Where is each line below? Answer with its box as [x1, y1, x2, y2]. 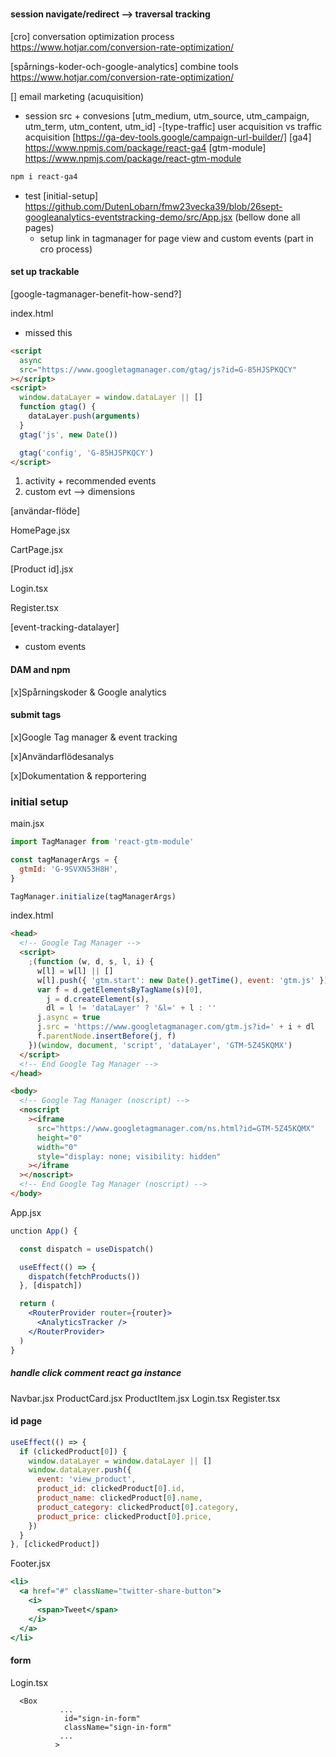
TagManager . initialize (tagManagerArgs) [10, 891, 177, 902]
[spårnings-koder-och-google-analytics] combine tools [10, 60, 239, 72]
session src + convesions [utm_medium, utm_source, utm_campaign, [24, 109, 310, 122]
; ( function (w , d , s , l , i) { [28, 957, 155, 967]
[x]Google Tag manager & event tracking [10, 731, 178, 743]
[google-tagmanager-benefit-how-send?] [10, 288, 182, 300]
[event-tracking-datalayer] [10, 621, 120, 633]
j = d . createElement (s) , [46, 994, 150, 1004]
